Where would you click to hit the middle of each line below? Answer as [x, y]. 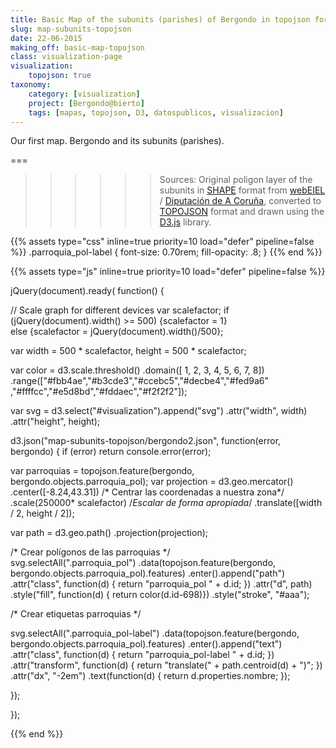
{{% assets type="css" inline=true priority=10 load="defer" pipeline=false [162, 242]
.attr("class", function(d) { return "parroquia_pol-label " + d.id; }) [142, 655]
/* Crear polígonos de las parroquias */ [90, 552]
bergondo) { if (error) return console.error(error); [111, 452]
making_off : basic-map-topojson [77, 47]
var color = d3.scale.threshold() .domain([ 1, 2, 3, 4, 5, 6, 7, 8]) [137, 370]
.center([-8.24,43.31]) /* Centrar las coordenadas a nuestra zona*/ [147, 492]
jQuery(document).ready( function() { [87, 291]
